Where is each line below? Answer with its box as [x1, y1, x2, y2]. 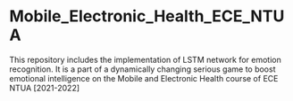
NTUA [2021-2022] [9, 82, 80, 93]
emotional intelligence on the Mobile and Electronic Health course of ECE [9, 73, 279, 83]
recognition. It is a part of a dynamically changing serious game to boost [9, 64, 276, 74]
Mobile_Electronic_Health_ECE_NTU [9, 6, 285, 27]
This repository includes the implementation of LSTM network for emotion [9, 54, 281, 65]
